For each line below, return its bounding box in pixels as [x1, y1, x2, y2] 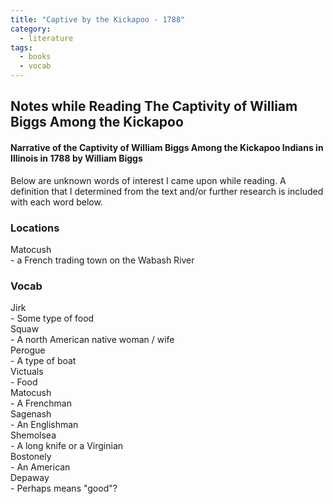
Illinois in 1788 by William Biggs [10, 152, 143, 164]
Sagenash [10, 408, 52, 420]
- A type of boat [10, 355, 77, 367]
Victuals [10, 366, 44, 378]
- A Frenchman [10, 397, 72, 410]
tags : [10, 42, 33, 53]
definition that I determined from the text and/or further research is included [10, 185, 324, 197]
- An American [10, 461, 71, 473]
